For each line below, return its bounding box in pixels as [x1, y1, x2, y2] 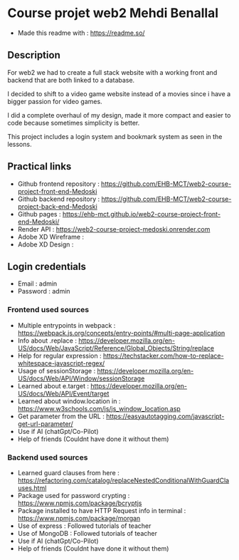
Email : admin [17, 279, 58, 288]
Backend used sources [7, 452, 88, 462]
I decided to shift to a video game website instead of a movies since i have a [7, 89, 231, 98]
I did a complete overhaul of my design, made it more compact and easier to [7, 110, 231, 119]
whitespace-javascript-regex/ [17, 358, 105, 368]
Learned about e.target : [17, 381, 89, 390]
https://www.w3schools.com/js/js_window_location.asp [17, 404, 181, 413]
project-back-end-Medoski [17, 202, 97, 211]
